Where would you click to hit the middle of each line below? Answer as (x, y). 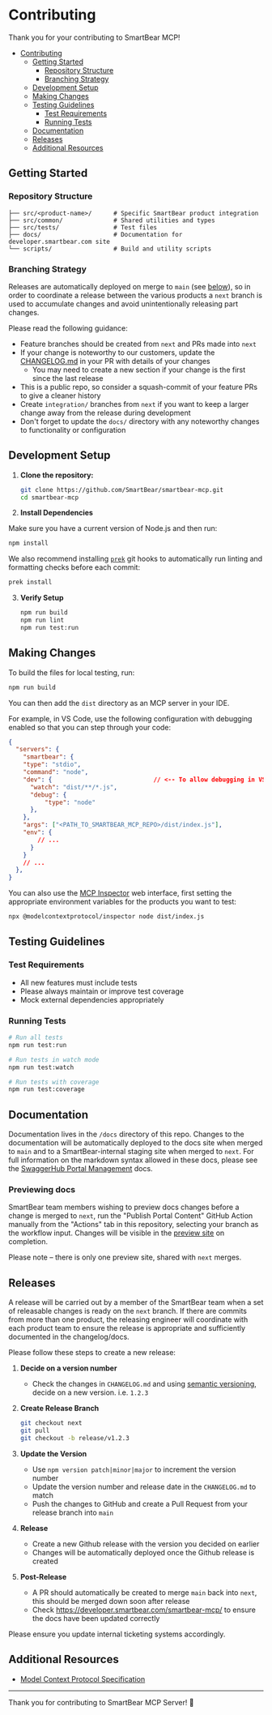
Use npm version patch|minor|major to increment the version (134, 1469)
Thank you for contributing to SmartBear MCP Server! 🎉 (101, 1702)
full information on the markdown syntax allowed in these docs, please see (133, 1160)
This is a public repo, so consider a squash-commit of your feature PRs (138, 387)
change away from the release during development (105, 413)
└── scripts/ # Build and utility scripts (110, 249)
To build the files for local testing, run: (72, 672)
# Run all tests (36, 1038)
